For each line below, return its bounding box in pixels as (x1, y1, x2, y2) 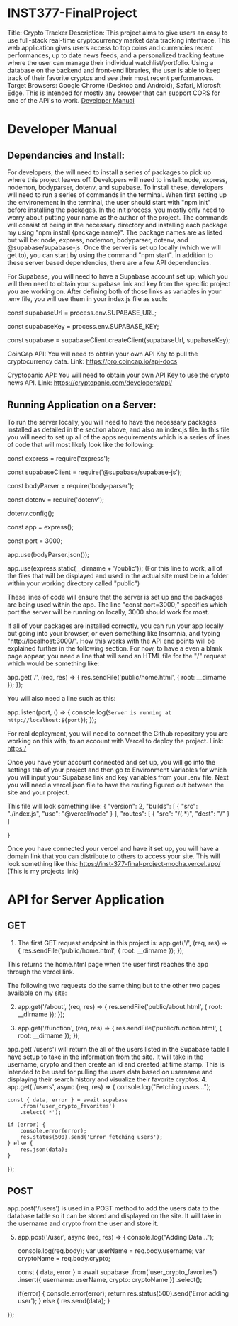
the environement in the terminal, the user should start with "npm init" (7, 198, 211, 206)
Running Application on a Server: (7, 399, 157, 411)
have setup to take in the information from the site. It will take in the (7, 1052, 204, 1061)
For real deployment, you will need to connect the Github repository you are (7, 729, 228, 738)
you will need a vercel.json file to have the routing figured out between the (7, 780, 225, 789)
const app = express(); (7, 522, 74, 531)
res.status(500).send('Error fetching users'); (20, 1133, 163, 1140)
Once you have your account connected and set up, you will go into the (7, 758, 216, 766)
